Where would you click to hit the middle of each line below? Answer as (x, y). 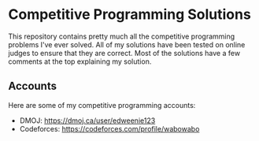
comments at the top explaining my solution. (80, 61)
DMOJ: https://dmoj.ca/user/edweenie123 (87, 121)
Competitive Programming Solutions (130, 15)
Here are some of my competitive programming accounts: (102, 105)
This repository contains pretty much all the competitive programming (122, 36)
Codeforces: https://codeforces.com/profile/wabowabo (109, 128)
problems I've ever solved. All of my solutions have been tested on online (127, 44)
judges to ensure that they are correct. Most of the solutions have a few (124, 53)
